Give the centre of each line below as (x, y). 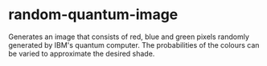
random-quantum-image (93, 15)
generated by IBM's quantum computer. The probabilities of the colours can (134, 45)
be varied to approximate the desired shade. (82, 53)
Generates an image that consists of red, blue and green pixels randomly (129, 37)
